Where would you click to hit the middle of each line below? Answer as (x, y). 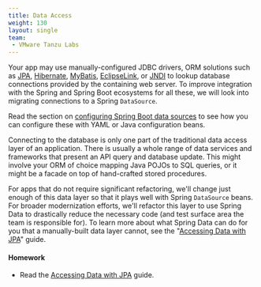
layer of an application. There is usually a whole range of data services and (130, 149)
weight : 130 (28, 23)
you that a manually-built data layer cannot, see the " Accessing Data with (127, 231)
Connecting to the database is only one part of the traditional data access (128, 140)
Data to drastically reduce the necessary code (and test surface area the (126, 214)
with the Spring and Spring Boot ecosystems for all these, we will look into (129, 93)
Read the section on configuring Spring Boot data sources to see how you (128, 116)
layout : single (33, 30)
